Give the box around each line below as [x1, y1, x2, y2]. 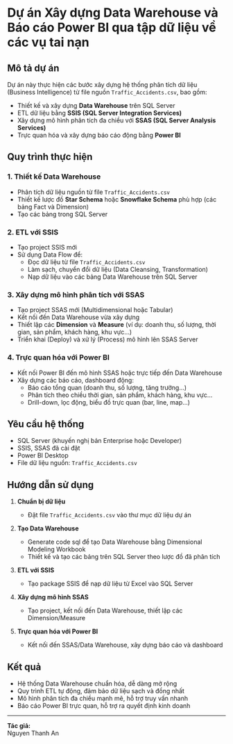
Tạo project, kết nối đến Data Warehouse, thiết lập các [27, 606, 183, 615]
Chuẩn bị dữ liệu [17, 497, 66, 506]
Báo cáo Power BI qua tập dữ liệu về [7, 19, 216, 35]
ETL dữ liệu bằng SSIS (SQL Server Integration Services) [17, 109, 182, 117]
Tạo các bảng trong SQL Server [17, 210, 108, 218]
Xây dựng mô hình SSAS [17, 593, 89, 601]
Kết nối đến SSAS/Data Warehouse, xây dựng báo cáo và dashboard [27, 641, 223, 649]
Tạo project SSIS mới [17, 243, 78, 251]
